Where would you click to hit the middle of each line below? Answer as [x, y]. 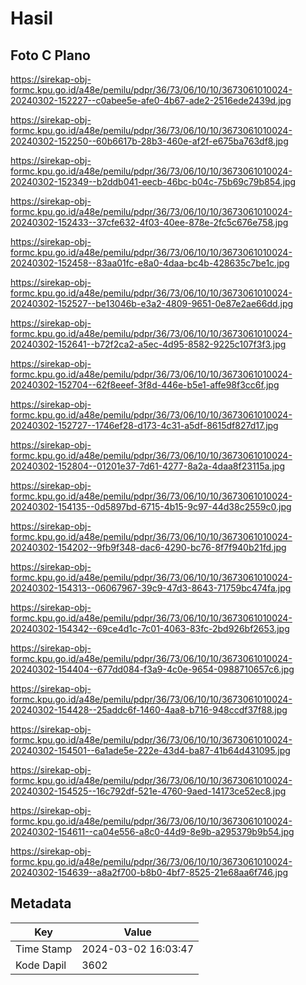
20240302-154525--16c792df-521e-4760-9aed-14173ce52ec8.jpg [148, 791]
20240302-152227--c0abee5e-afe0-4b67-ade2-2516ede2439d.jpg [151, 100]
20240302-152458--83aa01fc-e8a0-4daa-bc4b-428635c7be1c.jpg [150, 263]
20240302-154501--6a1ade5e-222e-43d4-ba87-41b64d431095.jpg [150, 750]
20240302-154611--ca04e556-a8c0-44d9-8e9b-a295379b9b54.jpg [152, 831]
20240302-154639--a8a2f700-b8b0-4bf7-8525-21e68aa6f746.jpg [149, 872]
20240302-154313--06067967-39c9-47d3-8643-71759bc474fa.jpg [151, 588]
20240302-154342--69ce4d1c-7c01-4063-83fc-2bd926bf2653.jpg [150, 628]
